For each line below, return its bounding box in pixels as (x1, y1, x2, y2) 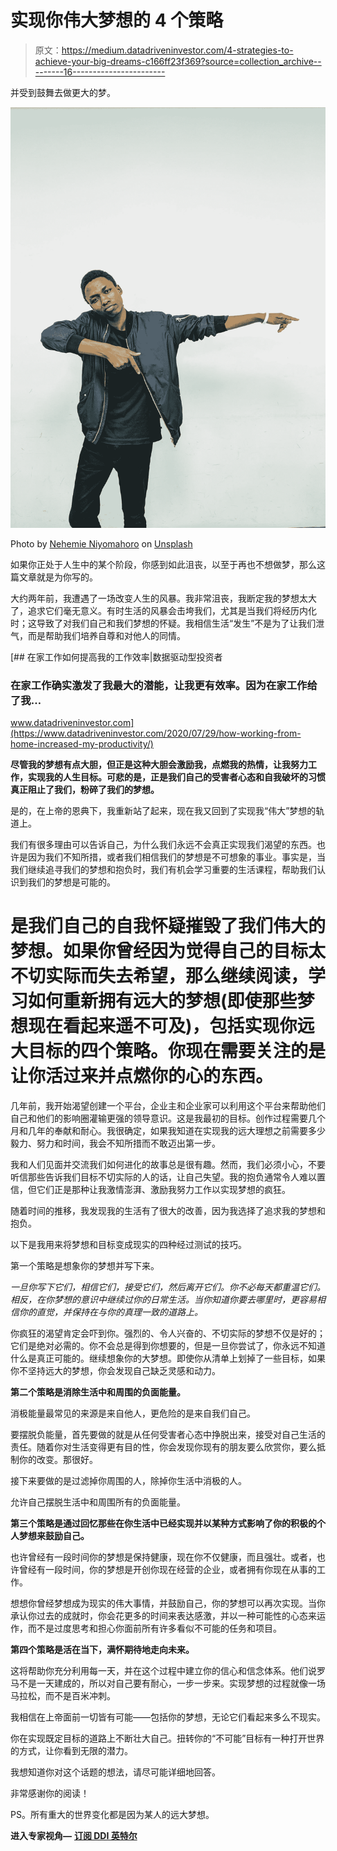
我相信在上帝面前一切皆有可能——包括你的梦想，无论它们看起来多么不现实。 (10, 1711, 326, 1723)
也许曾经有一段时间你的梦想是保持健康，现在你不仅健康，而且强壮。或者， (10, 1551, 317, 1563)
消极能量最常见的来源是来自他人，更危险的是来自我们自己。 (10, 1407, 256, 1420)
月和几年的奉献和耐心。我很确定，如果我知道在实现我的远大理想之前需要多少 (10, 1125, 326, 1137)
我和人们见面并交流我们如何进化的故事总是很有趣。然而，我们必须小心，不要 (10, 1159, 326, 1171)
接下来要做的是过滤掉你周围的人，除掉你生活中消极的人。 (10, 1475, 247, 1487)
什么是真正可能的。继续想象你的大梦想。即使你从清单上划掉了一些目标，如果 (10, 1352, 326, 1365)
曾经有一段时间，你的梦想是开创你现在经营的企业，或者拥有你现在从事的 (18, 1564, 317, 1576)
